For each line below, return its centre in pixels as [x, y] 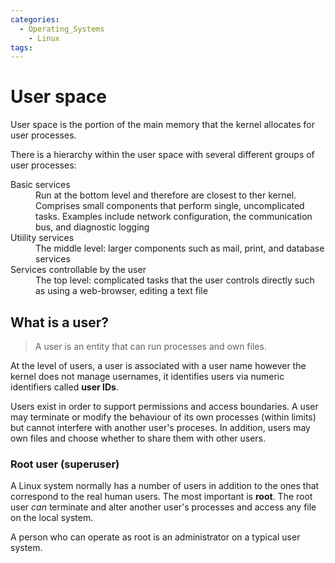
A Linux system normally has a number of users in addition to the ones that [165, 486]
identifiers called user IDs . [64, 387]
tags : [21, 47]
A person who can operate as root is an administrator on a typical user [155, 537]
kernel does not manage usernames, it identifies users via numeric [147, 376]
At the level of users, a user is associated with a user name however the [158, 365]
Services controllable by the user [78, 270]
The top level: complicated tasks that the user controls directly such [175, 280]
